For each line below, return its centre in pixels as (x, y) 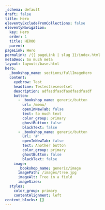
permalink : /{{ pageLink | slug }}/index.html (53, 55)
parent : (17, 46)
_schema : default (22, 10)
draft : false (18, 14)
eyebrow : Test (28, 82)
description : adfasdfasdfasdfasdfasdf (53, 91)
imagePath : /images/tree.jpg (47, 173)
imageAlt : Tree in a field (45, 177)
